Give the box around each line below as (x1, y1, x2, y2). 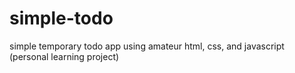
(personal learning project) (9, 50, 120, 62)
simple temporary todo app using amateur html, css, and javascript (9, 40, 285, 52)
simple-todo (9, 7, 114, 30)
